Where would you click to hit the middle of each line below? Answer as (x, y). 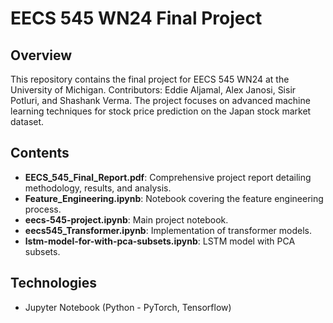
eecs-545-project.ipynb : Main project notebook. (126, 219)
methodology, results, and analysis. (98, 188)
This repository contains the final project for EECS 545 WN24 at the (150, 79)
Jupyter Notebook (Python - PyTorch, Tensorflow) (128, 307)
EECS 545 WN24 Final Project (136, 18)
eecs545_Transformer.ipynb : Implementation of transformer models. (168, 230)
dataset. (27, 121)
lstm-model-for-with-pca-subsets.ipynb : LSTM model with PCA (160, 241)
